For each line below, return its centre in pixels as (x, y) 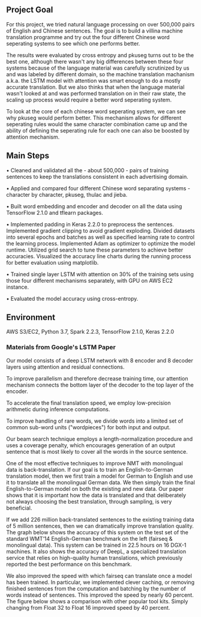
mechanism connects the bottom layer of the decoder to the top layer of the (100, 385)
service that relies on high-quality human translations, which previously (94, 558)
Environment (31, 318)
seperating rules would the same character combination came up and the (97, 124)
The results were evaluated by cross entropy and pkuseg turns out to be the (100, 55)
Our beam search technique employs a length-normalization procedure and (100, 439)
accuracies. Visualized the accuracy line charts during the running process (99, 256)
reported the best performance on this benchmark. (69, 564)
